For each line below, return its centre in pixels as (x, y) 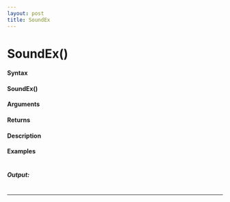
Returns (19, 120)
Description (24, 136)
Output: (18, 175)
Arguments (24, 104)
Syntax (17, 73)
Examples (22, 151)
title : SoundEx (29, 20)
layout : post (26, 13)
